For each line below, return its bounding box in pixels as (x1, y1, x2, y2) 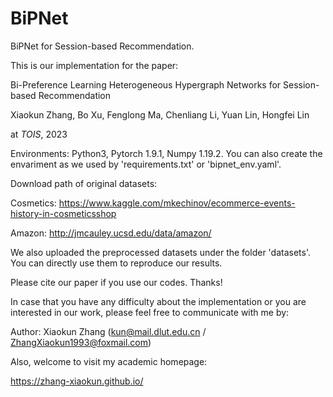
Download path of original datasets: (10, 177, 158, 189)
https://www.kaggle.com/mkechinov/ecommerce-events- (58, 197, 296, 209)
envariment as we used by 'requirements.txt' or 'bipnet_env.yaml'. (10, 158, 282, 170)
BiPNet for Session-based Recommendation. (10, 40, 195, 52)
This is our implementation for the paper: (10, 59, 179, 71)
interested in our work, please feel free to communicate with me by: (10, 306, 290, 318)
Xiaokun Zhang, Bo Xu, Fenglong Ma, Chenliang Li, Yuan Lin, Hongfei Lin (10, 108, 310, 121)
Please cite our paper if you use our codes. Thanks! (10, 276, 223, 288)
